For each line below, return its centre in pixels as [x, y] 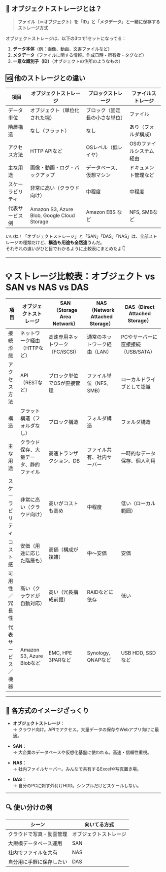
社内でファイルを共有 [33, 853]
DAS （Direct [140, 307]
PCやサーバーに [139, 337]
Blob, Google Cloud [52, 215]
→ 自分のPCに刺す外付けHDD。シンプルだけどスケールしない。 [77, 786]
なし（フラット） [50, 131]
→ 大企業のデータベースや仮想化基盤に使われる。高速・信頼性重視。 [82, 752]
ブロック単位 [63, 375]
